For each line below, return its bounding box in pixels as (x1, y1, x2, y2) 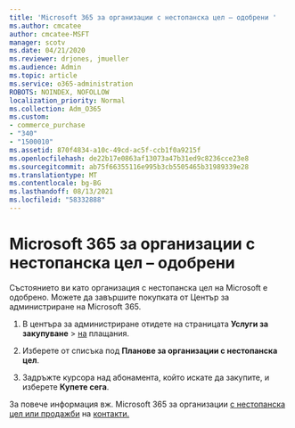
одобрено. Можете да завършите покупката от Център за (9, 292, 230, 302)
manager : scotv (9, 37, 66, 47)
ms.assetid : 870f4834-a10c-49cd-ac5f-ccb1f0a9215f (9, 145, 201, 154)
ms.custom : (9, 112, 50, 121)
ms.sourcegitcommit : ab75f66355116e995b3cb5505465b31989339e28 (9, 162, 250, 171)
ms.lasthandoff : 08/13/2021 (9, 187, 114, 196)
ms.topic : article (9, 71, 78, 80)
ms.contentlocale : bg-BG (9, 179, 102, 188)
